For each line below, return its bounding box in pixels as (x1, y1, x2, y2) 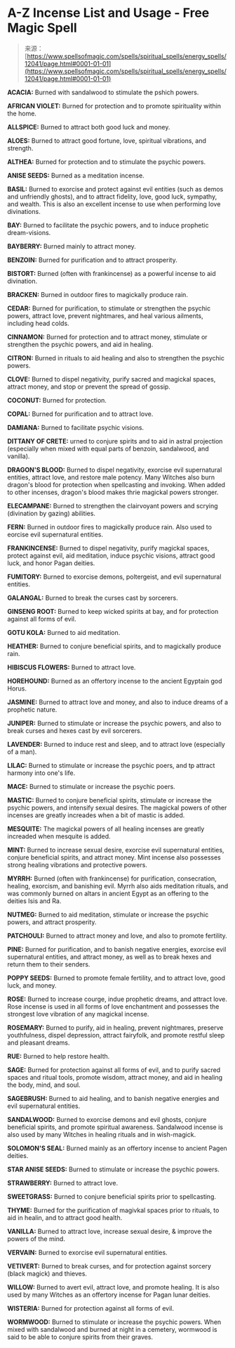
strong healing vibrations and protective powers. (7, 860, 147, 869)
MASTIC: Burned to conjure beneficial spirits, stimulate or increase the (7, 795, 212, 804)
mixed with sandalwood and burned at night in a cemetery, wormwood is (7, 1325, 217, 1333)
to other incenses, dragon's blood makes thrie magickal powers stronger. (7, 488, 219, 496)
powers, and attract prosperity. (7, 917, 97, 926)
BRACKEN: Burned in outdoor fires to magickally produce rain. (7, 290, 188, 298)
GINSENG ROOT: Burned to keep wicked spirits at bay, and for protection (7, 607, 219, 615)
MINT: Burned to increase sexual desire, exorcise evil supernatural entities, (7, 845, 224, 854)
